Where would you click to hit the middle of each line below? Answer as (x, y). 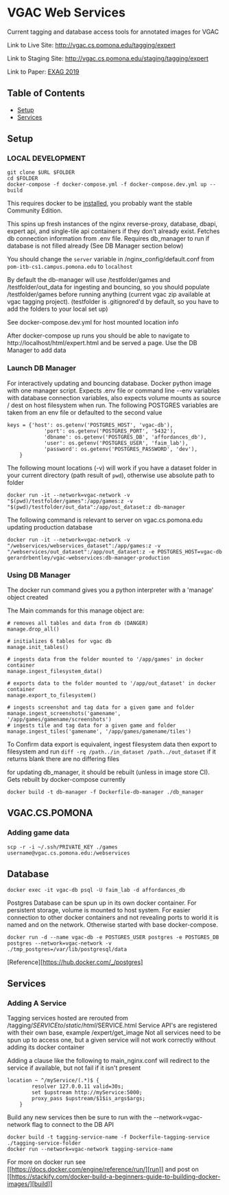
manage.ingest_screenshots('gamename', (64, 714)
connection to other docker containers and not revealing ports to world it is (113, 917)
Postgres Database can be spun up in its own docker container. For (102, 903)
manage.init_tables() (38, 648)
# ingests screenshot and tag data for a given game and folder (101, 708)
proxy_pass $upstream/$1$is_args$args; (89, 1099)
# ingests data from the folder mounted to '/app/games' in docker (106, 659)
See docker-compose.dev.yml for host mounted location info (93, 322)
